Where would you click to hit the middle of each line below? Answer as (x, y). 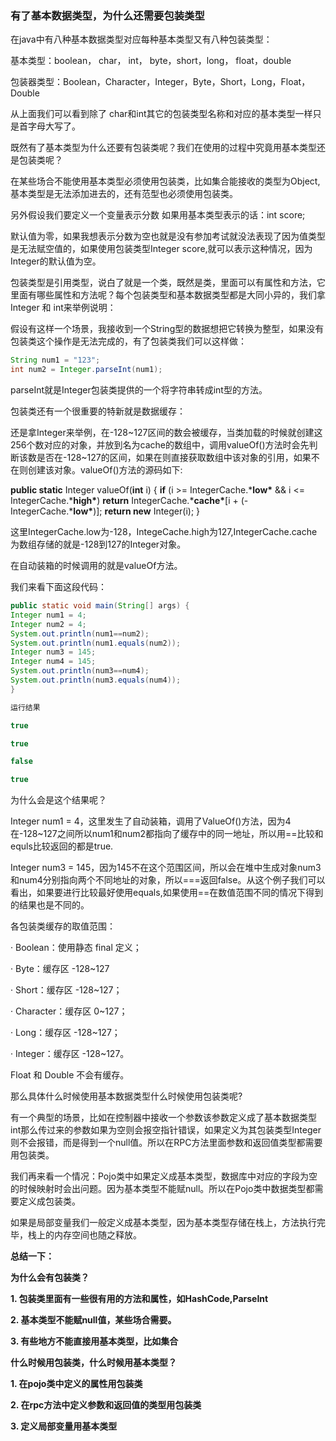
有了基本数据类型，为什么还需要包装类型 (107, 15)
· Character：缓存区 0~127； (69, 1011)
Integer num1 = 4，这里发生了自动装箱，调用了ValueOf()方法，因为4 (151, 821)
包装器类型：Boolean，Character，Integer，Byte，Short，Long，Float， (160, 82)
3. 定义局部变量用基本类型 (64, 1426)
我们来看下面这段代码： (58, 587)
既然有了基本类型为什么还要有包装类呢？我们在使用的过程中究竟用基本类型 (163, 148)
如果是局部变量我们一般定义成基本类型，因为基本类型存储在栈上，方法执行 (163, 1223)
